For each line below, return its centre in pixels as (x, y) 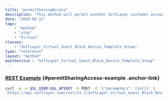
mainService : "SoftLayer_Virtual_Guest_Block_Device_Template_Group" (80, 61)
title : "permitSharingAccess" (37, 10)
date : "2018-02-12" (25, 19)
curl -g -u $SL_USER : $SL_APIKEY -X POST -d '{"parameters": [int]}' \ (80, 88)
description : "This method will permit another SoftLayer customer (77, 14)
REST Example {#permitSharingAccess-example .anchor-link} (82, 78)
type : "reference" (24, 51)
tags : (11, 24)
